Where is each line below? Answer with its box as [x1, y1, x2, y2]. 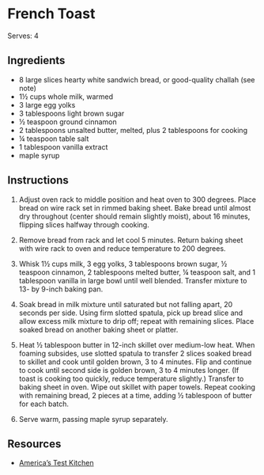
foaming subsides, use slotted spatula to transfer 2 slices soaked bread [18, 348, 252, 358]
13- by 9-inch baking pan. [18, 284, 104, 294]
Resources [7, 437, 62, 450]
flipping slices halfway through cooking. [18, 219, 149, 230]
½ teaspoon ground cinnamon [18, 116, 117, 127]
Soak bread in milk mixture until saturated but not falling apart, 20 [18, 299, 233, 309]
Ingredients [7, 54, 66, 67]
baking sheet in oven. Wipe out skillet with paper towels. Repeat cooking [18, 382, 256, 392]
